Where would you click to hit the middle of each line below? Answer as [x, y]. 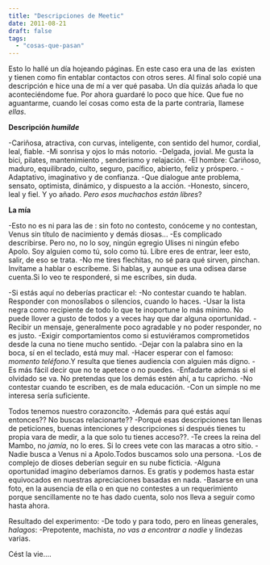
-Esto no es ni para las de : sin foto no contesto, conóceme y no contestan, [133, 226]
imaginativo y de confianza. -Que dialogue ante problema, [145, 178]
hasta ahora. [29, 506]
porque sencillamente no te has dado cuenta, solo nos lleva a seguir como [132, 497]
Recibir [20, 327]
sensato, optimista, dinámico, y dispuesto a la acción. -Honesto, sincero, [129, 186]
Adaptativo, [27, 178]
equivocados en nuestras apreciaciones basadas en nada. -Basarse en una [133, 480]
